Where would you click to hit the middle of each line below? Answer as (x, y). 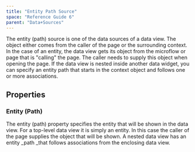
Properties (26, 94)
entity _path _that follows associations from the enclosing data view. (88, 143)
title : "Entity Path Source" (42, 11)
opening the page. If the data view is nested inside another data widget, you (98, 64)
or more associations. (32, 76)
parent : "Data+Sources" (35, 22)
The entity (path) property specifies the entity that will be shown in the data (97, 124)
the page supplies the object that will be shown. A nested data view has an (96, 137)
